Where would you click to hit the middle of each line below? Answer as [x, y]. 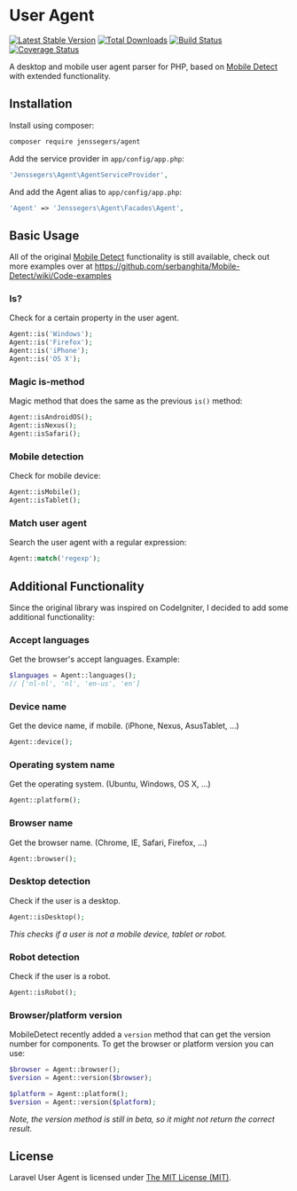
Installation [41, 104]
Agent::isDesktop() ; [47, 917]
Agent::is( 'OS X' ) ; [45, 359]
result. [21, 1128]
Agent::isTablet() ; [45, 501]
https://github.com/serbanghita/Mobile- [167, 266]
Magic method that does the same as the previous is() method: [126, 401]
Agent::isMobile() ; [45, 492]
